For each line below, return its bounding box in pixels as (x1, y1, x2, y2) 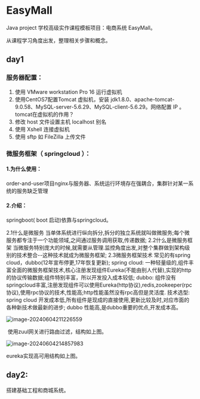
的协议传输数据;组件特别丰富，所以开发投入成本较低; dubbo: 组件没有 (6, 274, 176, 281)
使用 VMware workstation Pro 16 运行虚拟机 (14, 88, 122, 96)
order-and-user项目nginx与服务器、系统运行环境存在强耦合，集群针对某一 (6, 180, 189, 187)
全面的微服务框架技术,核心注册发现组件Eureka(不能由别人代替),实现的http (11, 266, 192, 274)
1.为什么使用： (6, 165, 42, 173)
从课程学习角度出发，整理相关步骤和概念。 (6, 36, 111, 44)
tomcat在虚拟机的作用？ (14, 111, 75, 118)
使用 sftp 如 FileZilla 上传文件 (14, 133, 86, 140)
